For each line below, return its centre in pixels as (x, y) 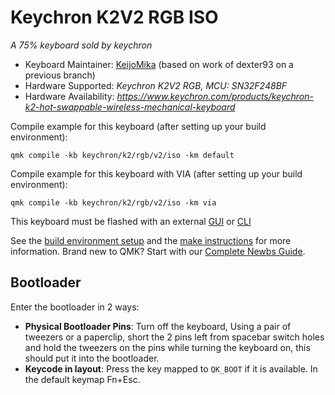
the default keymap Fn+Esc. (82, 379)
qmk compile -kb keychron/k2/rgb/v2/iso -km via (113, 202)
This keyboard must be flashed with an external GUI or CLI (131, 221)
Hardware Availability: (69, 96)
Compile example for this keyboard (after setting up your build (138, 126)
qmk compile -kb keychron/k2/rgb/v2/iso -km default (122, 155)
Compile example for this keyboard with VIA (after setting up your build (156, 173)
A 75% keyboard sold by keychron (81, 45)
